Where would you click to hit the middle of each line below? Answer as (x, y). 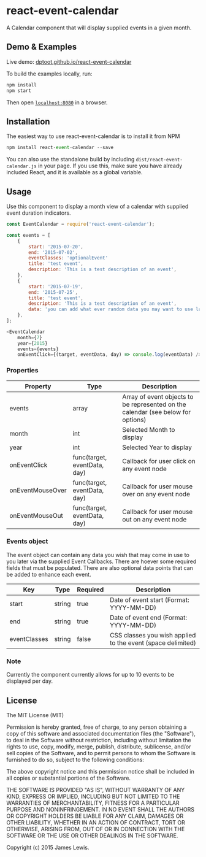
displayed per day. (30, 681)
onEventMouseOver (38, 490)
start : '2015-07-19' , (56, 286)
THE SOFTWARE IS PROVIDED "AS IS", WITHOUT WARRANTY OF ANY (96, 790)
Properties (22, 371)
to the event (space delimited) (153, 643)
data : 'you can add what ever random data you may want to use (111, 309)
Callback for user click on (159, 461)
